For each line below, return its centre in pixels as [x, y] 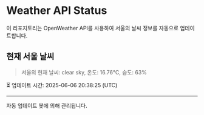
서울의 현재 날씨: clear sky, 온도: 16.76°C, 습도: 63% [84, 72]
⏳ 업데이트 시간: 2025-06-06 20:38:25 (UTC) [62, 85]
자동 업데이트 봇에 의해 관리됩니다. [47, 105]
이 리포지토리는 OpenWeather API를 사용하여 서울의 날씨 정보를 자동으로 [93, 28]
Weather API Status [57, 11]
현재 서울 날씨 [30, 57]
